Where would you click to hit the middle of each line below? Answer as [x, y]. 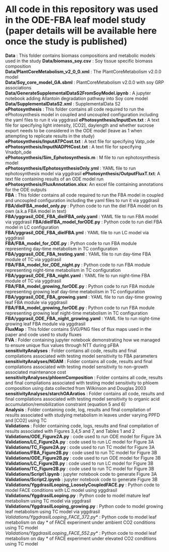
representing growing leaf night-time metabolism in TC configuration [76, 313]
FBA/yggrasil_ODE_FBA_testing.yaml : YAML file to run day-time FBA [78, 254]
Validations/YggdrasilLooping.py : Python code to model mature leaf [78, 495]
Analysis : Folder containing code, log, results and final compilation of [78, 410]
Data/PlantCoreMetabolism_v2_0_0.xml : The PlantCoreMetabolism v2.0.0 [83, 71]
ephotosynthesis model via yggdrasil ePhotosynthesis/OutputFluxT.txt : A [83, 173]
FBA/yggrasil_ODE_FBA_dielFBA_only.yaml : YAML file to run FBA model [82, 216]
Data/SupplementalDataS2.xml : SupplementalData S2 [63, 104]
